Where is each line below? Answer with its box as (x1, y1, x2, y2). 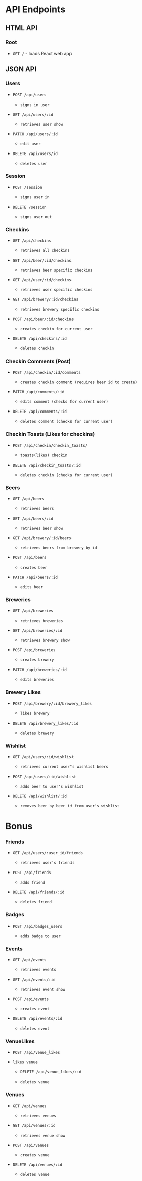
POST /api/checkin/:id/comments (12, 370, 81, 375)
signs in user (20, 102, 50, 107)
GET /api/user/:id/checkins (12, 278, 72, 283)
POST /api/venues (12, 1143, 49, 1148)
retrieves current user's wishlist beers (20, 764, 108, 769)
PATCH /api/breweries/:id (12, 667, 67, 673)
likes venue (12, 1060, 38, 1065)
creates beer (20, 565, 48, 570)
